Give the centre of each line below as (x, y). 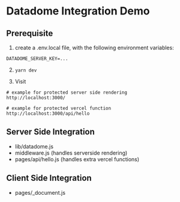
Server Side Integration (50, 132)
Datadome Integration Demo (78, 11)
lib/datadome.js (34, 146)
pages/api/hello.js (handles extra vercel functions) (77, 159)
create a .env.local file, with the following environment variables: (94, 47)
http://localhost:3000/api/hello (48, 114)
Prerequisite (30, 33)
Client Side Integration (49, 178)
